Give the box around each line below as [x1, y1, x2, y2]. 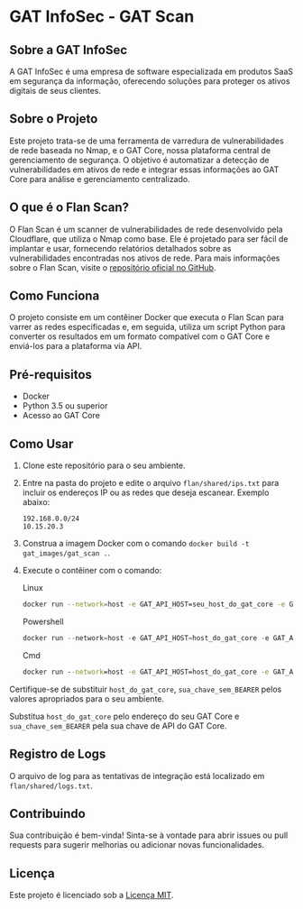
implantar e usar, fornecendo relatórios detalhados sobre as [9, 243, 232, 253]
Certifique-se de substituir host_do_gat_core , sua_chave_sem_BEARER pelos [9, 684, 282, 694]
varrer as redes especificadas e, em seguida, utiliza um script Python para [9, 322, 286, 333]
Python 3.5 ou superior [22, 400, 108, 411]
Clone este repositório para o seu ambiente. [22, 460, 187, 471]
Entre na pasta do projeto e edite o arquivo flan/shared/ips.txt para [22, 478, 280, 489]
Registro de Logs [9, 747, 106, 762]
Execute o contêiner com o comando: [22, 565, 162, 576]
